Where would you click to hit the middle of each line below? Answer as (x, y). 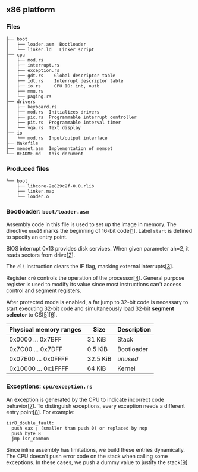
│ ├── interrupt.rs (33, 65)
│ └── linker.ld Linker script (50, 49)
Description (134, 330)
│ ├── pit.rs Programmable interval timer (63, 122)
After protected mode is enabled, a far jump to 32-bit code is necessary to (97, 302)
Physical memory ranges (45, 330)
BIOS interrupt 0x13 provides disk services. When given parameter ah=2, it (98, 249)
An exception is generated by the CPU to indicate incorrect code (85, 399)
